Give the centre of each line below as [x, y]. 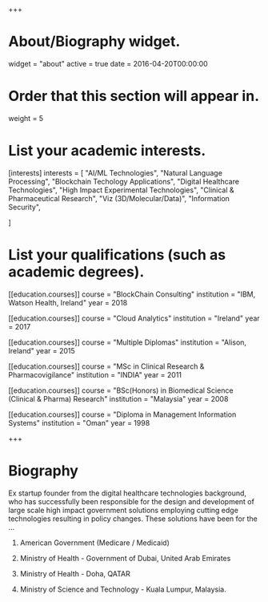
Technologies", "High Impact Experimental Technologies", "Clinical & [121, 190]
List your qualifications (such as [117, 255]
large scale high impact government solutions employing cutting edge [123, 510]
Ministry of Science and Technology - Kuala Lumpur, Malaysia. [123, 589]
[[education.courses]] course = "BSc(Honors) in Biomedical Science [121, 390]
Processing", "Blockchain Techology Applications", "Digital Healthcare [124, 181]
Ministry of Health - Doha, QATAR [75, 573]
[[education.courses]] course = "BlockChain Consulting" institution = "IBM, [132, 294]
